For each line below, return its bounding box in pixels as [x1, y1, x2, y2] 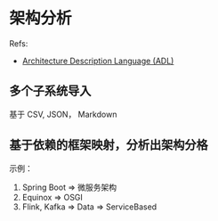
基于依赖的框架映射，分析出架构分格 [9, 137, 208, 152]
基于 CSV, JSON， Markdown [9, 109, 117, 119]
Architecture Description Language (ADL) [21, 55, 174, 66]
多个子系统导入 [9, 84, 92, 99]
